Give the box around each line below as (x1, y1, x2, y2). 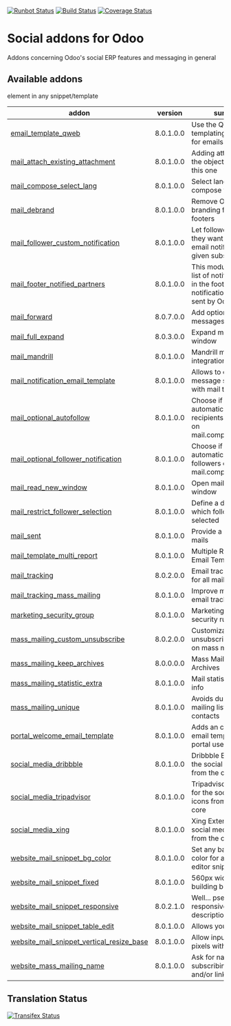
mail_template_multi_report (10, 550, 98, 560)
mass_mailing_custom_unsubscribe (10, 634, 125, 644)
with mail (191, 384, 221, 394)
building (191, 881, 218, 891)
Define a (191, 498, 219, 507)
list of (191, 270, 210, 280)
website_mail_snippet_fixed (10, 877, 100, 887)
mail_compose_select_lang (10, 181, 98, 190)
